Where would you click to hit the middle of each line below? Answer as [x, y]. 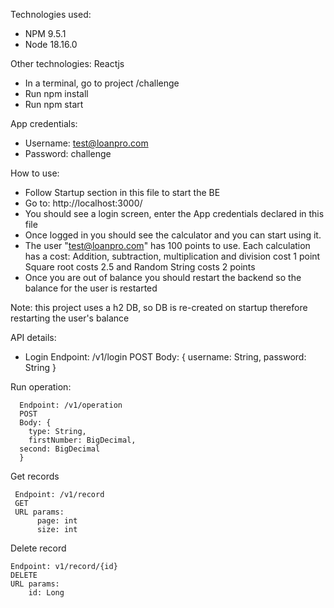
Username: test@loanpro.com [86, 143]
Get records [35, 476]
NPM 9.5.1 [45, 33]
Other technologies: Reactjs [67, 63]
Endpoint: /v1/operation [71, 405]
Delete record [38, 548]
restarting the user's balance [70, 318]
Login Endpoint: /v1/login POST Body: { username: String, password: [165, 357]
